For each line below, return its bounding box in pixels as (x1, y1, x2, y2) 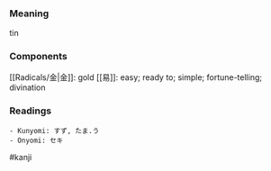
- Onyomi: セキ (9, 136, 64, 145)
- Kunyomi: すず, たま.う (9, 126, 100, 135)
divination (9, 82, 46, 93)
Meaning (9, 7, 50, 20)
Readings (9, 104, 52, 117)
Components (9, 50, 68, 63)
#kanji (9, 151, 32, 162)
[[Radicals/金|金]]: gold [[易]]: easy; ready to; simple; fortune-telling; (9, 71, 263, 83)
